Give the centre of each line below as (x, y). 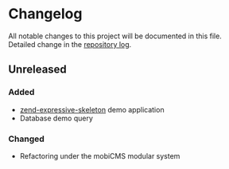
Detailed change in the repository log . (70, 44)
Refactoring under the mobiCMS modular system (100, 155)
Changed (27, 139)
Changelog (45, 14)
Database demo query (56, 118)
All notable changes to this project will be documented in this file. (115, 36)
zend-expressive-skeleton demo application (92, 109)
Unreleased (38, 70)
